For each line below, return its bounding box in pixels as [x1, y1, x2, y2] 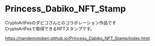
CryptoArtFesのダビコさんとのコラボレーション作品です [5, 20, 117, 25]
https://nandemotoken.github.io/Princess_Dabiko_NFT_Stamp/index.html [5, 35, 150, 41]
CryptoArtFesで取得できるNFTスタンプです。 [5, 25, 95, 32]
